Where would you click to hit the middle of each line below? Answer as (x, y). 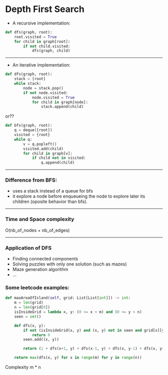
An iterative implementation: (41, 65)
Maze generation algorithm (40, 269)
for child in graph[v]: (48, 153)
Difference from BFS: (31, 180)
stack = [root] (30, 79)
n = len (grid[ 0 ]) (32, 307)
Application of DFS (28, 247)
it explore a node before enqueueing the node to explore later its (79, 196)
